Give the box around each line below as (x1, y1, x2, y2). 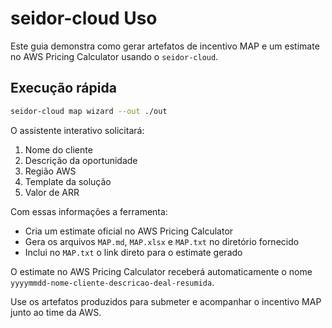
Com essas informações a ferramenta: (10, 205, 168, 217)
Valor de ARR (24, 186, 80, 198)
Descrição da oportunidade (24, 154, 138, 166)
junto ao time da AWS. (10, 306, 102, 318)
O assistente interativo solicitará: (10, 124, 145, 136)
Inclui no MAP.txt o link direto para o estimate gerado (24, 246, 243, 258)
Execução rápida (10, 80, 117, 97)
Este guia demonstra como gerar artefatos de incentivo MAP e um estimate (10, 40, 320, 52)
